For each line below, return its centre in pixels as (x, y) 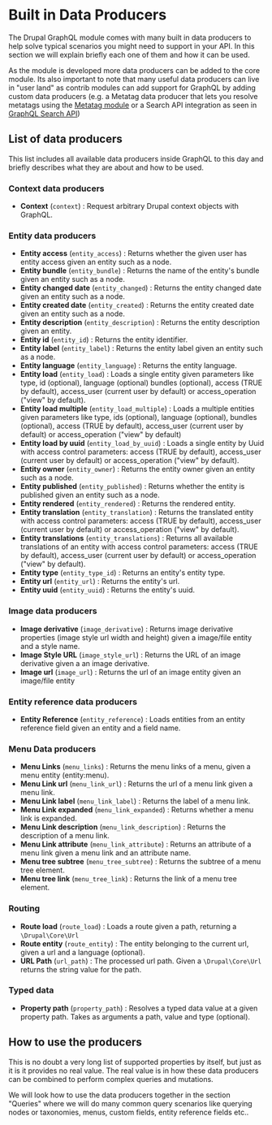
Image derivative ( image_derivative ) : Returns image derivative (127, 629)
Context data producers (56, 188)
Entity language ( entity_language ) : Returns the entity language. (129, 366)
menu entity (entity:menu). (65, 775)
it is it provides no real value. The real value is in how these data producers (134, 1071)
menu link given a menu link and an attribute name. (106, 853)
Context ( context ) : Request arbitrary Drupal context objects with (130, 206)
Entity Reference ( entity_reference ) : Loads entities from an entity (132, 719)
